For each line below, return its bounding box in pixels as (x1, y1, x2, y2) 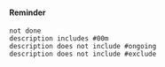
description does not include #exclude (9, 49, 157, 59)
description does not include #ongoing (9, 42, 157, 51)
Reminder (9, 7, 46, 18)
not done (9, 26, 42, 35)
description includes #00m (9, 34, 109, 43)
